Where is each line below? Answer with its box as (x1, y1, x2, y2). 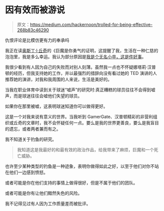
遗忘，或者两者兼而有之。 (9, 126, 61, 132)
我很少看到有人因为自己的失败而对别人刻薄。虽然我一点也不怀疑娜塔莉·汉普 (5, 64, 156, 70)
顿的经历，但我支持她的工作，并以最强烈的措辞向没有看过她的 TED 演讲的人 (5, 70, 157, 76)
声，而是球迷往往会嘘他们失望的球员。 (5, 93, 82, 98)
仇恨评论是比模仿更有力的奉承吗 (5, 37, 69, 43)
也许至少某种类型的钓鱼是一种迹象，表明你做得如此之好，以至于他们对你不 (5, 163, 155, 169)
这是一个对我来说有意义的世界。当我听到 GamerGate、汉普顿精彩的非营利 (5, 114, 153, 119)
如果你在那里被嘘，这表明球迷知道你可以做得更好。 (5, 103, 108, 109)
